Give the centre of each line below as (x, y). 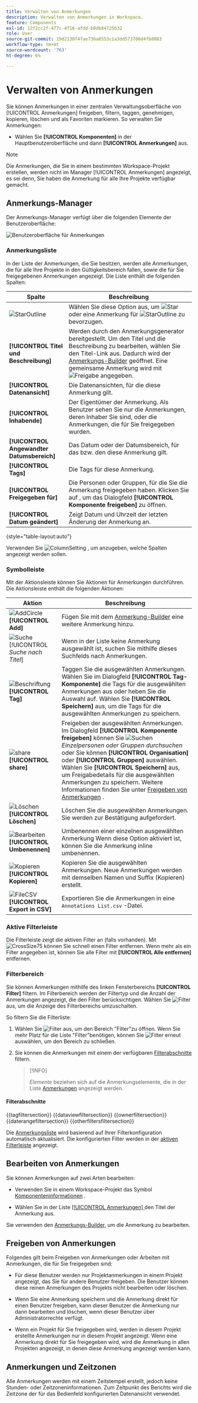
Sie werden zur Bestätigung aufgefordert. (119, 817)
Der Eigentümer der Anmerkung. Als (119, 402)
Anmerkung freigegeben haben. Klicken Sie (129, 490)
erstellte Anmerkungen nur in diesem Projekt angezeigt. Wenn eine (96, 1336)
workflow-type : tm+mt (33, 45)
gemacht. (18, 184)
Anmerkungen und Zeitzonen (61, 1367)
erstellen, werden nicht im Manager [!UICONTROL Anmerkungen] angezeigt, (99, 172)
